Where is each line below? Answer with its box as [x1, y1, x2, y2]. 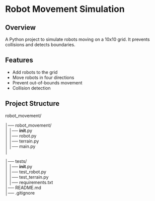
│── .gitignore [5, 190, 35, 196]
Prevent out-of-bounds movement [12, 79, 83, 85]
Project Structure [5, 99, 60, 108]
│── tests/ [5, 158, 27, 164]
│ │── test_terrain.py [5, 174, 49, 180]
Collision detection [12, 85, 51, 91]
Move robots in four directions [12, 74, 75, 80]
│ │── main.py [5, 143, 36, 149]
